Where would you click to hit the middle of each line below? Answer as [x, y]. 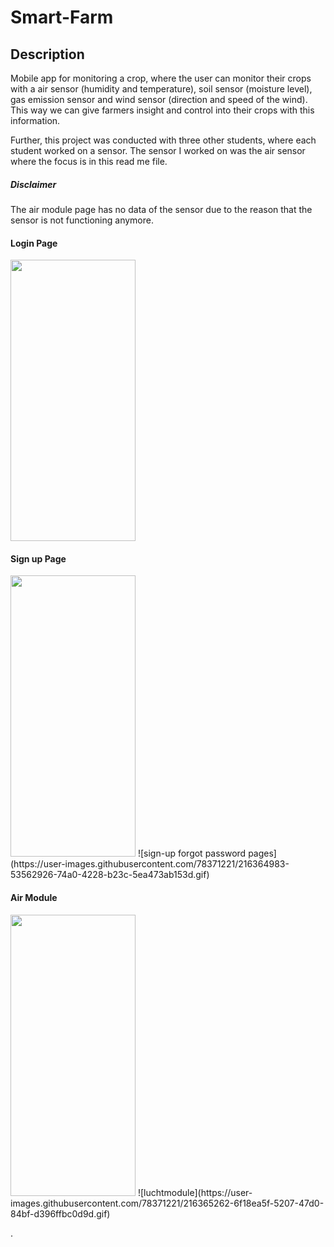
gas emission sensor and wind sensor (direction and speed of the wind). [159, 99]
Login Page [34, 243]
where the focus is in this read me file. [89, 161]
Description [47, 54]
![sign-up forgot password [192, 853]
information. [35, 120]
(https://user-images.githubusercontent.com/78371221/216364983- [150, 864]
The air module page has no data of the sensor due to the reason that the [161, 209]
